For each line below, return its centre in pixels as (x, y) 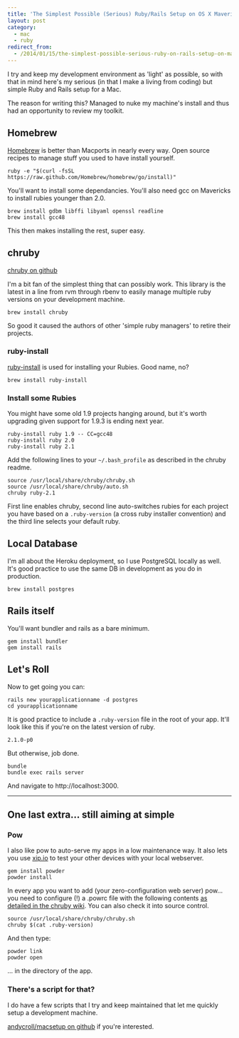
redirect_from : (30, 47)
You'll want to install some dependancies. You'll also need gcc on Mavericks (119, 190)
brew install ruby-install (47, 380)
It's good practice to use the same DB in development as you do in (105, 569)
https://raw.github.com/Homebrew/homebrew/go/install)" (92, 177)
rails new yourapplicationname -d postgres (73, 700)
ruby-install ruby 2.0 (41, 441)
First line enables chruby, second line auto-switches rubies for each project (118, 507)
